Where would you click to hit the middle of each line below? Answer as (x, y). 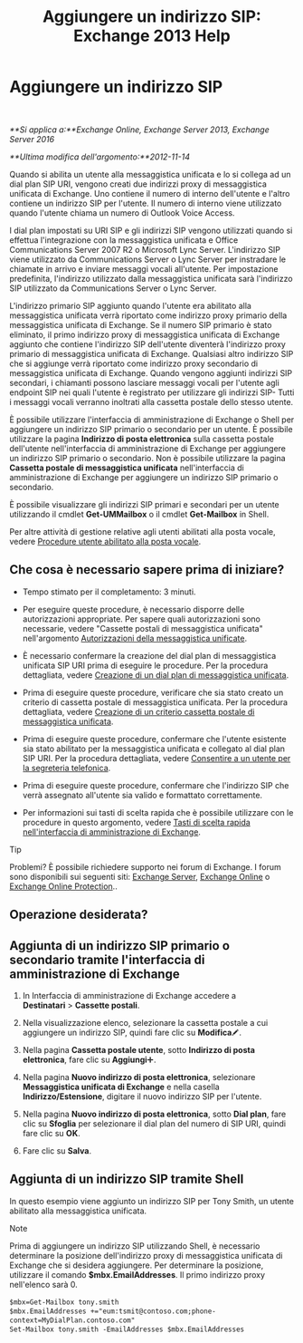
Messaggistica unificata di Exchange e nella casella (121, 1087)
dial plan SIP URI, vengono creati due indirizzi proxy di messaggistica (138, 184)
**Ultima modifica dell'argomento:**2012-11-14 (99, 157)
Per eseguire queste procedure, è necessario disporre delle (133, 609)
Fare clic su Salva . (57, 1150)
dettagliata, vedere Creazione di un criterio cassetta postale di (138, 711)
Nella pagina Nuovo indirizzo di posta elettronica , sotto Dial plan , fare (154, 1114)
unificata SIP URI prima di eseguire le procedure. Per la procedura (145, 665)
